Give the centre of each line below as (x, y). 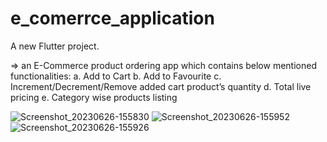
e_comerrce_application (112, 18)
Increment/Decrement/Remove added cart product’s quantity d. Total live (161, 86)
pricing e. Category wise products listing (94, 97)
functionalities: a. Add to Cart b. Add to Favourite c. (116, 76)
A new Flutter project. (55, 46)
